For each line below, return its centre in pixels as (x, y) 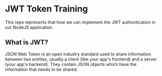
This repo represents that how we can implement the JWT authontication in (80, 22)
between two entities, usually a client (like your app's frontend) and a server (81, 59)
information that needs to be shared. (41, 69)
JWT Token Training (47, 9)
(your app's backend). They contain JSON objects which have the (71, 64)
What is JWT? (27, 43)
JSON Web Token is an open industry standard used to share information (78, 54)
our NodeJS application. (29, 27)
